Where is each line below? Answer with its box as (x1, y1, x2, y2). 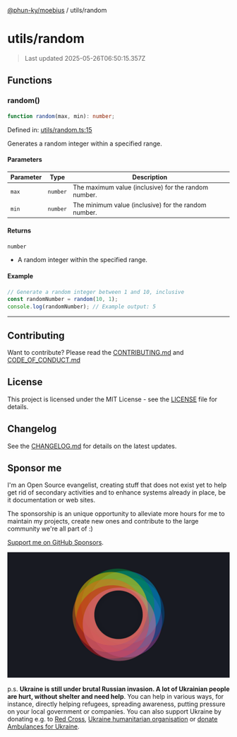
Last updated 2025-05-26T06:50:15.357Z (24, 54, 146, 62)
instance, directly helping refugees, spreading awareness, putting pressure (7, 700, 226, 708)
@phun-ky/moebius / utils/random (7, 6, 107, 14)
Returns (7, 226, 32, 235)
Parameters (7, 155, 42, 164)
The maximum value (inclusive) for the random (73, 183, 209, 191)
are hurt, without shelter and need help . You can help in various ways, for (7, 692, 224, 700)
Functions (7, 74, 53, 87)
